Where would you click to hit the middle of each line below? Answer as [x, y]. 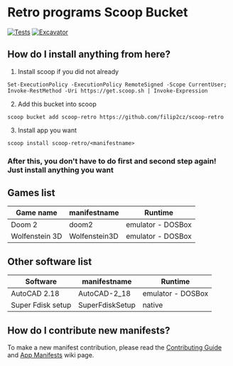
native [153, 305]
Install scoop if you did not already [68, 71]
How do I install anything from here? [89, 54]
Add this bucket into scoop [57, 104]
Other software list [50, 261]
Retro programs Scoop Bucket [98, 12]
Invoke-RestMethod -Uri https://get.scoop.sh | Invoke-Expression [108, 91]
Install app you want [47, 130]
